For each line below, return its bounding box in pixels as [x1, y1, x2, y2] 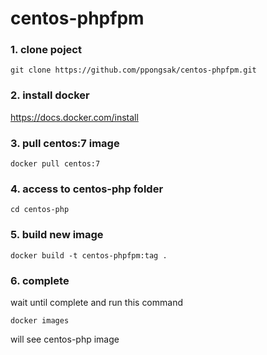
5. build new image [10, 228, 104, 242]
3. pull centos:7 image [10, 136, 120, 150]
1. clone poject [10, 43, 82, 57]
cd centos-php [10, 205, 70, 215]
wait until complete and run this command [10, 296, 184, 308]
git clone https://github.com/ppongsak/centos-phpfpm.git [10, 65, 257, 76]
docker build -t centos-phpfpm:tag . [10, 250, 168, 261]
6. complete [10, 273, 70, 287]
